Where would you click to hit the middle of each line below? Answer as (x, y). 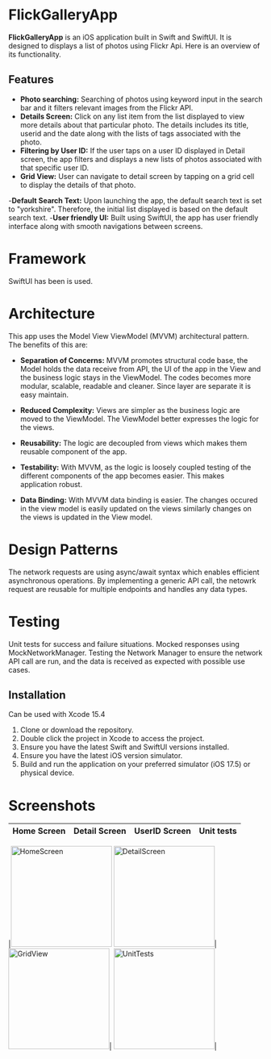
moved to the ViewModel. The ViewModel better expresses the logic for (140, 419)
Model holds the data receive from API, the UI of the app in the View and (140, 369)
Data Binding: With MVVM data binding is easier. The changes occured (139, 500)
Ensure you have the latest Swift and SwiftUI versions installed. (125, 747)
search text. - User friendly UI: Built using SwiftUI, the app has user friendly (133, 217)
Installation (37, 695)
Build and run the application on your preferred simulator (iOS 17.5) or (135, 765)
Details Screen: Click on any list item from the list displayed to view (132, 116)
